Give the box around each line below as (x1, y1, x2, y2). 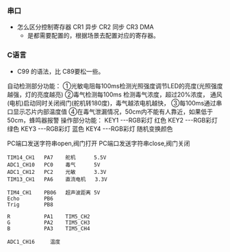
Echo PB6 (7, 195, 53, 202)
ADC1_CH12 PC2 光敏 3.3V (7, 168, 107, 175)
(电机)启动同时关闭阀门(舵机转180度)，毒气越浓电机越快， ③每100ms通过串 (7, 99, 222, 107)
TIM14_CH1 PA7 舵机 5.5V (7, 154, 107, 161)
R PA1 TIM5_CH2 (7, 213, 90, 220)
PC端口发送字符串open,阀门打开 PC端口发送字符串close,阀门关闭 (7, 139, 190, 147)
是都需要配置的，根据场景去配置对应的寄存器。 (27, 32, 159, 40)
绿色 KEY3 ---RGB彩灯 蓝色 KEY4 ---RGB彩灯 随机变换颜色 (7, 125, 173, 133)
